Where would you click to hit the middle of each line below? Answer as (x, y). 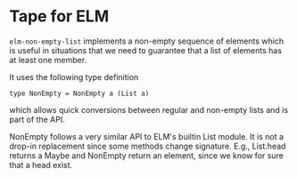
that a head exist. (41, 165)
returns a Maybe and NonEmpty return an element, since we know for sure (146, 155)
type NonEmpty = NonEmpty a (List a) (79, 93)
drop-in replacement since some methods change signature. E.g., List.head (148, 146)
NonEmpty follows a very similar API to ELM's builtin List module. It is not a (146, 136)
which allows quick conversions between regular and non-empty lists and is (148, 109)
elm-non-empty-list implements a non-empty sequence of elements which (146, 41)
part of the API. (37, 119)
